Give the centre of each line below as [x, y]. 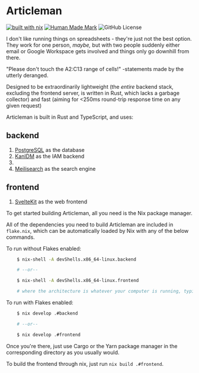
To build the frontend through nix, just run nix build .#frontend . [85, 364]
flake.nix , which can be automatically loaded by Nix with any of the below [97, 231]
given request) [24, 105]
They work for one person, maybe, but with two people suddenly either [93, 45]
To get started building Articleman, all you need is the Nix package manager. [99, 213]
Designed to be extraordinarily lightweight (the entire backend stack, [90, 86]
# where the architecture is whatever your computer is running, [99, 291]
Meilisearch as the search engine [55, 168]
